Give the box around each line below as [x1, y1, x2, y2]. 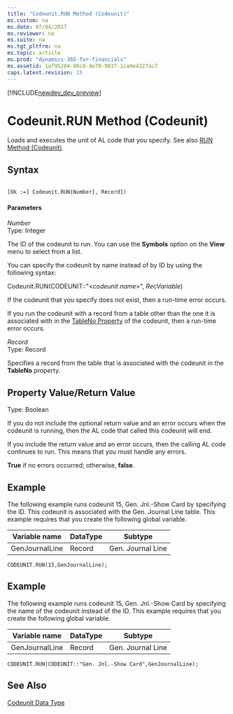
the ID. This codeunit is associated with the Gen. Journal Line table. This [7, 508, 216, 516]
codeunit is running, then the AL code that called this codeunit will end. [7, 426, 212, 435]
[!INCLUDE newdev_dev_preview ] [7, 88, 101, 97]
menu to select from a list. [7, 247, 83, 256]
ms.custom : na [7, 17, 49, 24]
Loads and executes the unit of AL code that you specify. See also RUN [7, 136, 213, 145]
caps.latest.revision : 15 [7, 69, 83, 76]
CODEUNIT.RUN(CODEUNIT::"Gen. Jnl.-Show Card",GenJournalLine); [7, 661, 199, 668]
